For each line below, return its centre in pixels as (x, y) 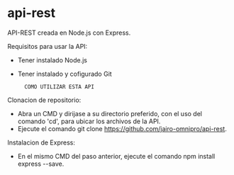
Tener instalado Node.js (52, 60)
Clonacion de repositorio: (44, 100)
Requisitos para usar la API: (48, 46)
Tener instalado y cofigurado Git (65, 74)
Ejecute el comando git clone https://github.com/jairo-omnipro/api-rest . (122, 128)
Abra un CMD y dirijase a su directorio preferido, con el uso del (110, 113)
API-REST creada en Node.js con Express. (69, 33)
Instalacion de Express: (41, 142)
